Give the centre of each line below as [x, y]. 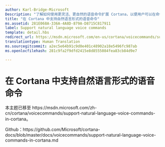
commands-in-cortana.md [32, 140]
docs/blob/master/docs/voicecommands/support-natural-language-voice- [81, 135]
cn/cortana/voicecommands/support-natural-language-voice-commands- [80, 113]
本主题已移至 [18, 108]
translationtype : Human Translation [42, 42]
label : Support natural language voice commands [56, 28]
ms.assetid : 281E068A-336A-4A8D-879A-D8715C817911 [58, 23]
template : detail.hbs [27, 32]
